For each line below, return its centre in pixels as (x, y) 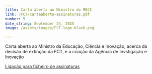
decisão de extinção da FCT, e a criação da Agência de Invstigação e (76, 52)
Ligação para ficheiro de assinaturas (42, 67)
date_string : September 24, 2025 (40, 23)
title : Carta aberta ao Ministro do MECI (49, 10)
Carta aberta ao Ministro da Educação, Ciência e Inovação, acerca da (76, 46)
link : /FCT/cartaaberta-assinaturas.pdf (48, 14)
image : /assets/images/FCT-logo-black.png (50, 28)
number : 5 (15, 19)
